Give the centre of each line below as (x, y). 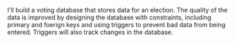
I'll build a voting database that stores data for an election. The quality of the (117, 10)
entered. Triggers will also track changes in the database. (90, 32)
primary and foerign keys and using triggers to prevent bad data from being (116, 25)
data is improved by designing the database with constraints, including (109, 17)
